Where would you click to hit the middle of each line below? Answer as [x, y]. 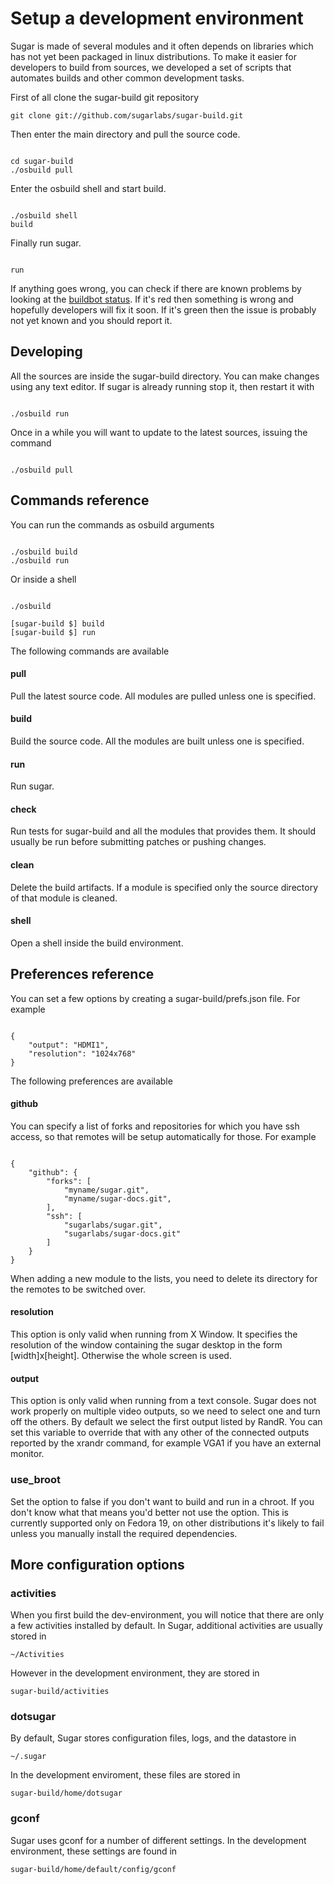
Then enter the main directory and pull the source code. [125, 134]
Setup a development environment [157, 18]
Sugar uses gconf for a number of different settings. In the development [158, 1840]
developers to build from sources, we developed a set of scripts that [151, 67]
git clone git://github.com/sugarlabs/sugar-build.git [127, 115]
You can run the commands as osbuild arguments [112, 524]
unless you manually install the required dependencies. [124, 1533]
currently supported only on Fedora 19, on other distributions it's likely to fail [167, 1523]
